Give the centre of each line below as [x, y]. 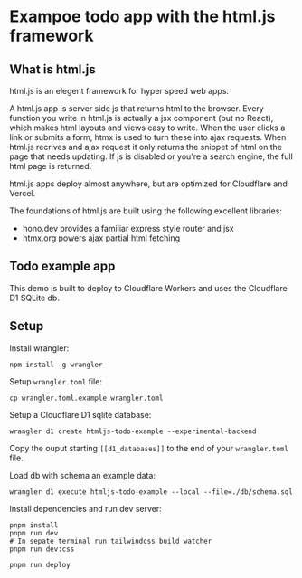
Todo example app [62, 266]
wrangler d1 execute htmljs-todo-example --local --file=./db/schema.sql [151, 492]
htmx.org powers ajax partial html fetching [101, 238]
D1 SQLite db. [35, 298]
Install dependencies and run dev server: [86, 508]
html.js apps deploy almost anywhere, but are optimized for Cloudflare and [148, 184]
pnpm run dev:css [42, 549]
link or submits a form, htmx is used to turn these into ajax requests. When [148, 137]
